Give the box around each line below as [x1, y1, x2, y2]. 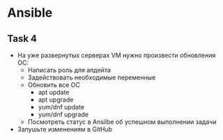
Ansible [7, 5, 53, 21]
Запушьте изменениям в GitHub [17, 125, 113, 133]
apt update [38, 88, 70, 96]
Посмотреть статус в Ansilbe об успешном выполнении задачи [27, 118, 217, 126]
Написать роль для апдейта [27, 66, 111, 74]
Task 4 [7, 33, 37, 45]
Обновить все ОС [27, 81, 80, 88]
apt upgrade [38, 95, 74, 104]
